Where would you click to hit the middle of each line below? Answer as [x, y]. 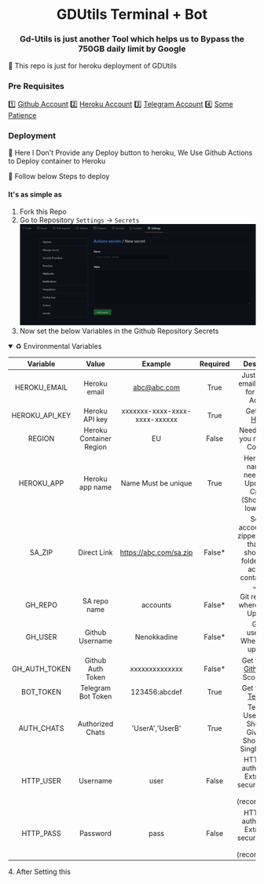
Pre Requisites [37, 86]
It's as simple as [35, 194]
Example [156, 364]
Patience [22, 115]
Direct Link [95, 552]
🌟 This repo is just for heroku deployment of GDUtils [92, 66]
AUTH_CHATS [41, 728]
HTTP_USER [41, 780]
